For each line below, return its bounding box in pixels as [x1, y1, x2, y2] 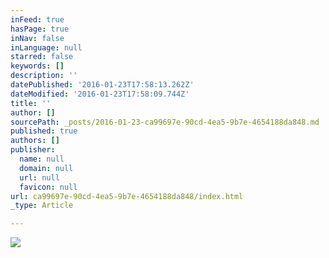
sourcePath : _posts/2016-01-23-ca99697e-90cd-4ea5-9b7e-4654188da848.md [10, 117, 320, 127]
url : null [19, 172, 60, 183]
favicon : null [19, 182, 78, 192]
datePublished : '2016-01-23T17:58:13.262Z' [10, 80, 195, 90]
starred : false [10, 52, 74, 62]
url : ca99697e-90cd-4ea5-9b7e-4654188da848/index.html [10, 191, 244, 201]
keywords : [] [10, 61, 65, 71]
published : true [10, 126, 78, 136]
